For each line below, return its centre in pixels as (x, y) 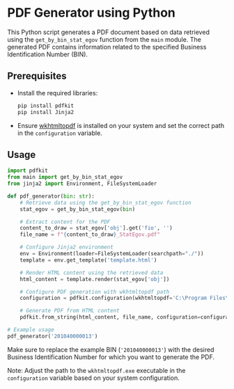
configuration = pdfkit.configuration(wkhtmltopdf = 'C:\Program (114, 298)
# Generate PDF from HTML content (70, 311)
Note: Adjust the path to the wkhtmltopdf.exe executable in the (96, 370)
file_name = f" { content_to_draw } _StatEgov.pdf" (90, 235)
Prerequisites (37, 76)
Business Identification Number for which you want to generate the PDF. (111, 357)
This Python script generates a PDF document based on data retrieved (109, 32)
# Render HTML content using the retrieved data (92, 273)
